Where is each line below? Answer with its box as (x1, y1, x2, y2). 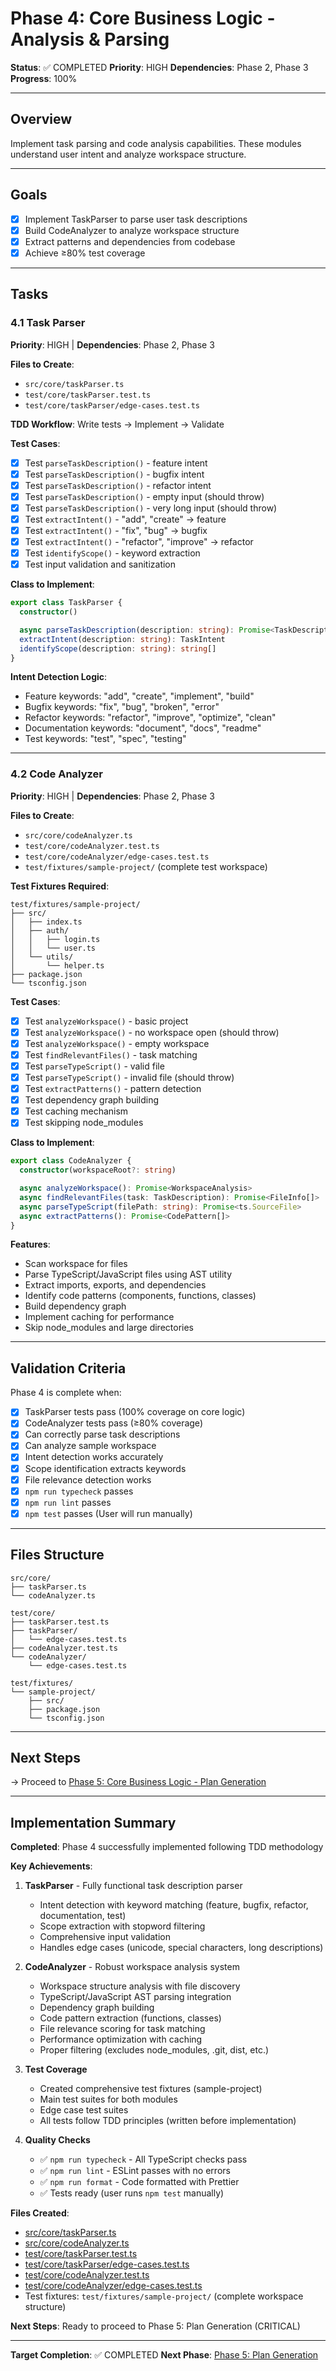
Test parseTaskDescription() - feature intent (24, 457, 208, 469)
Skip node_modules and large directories (24, 1322, 194, 1334)
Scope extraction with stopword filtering (39, 1920, 206, 1932)
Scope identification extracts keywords (24, 1462, 187, 1474)
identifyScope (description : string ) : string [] (19, 643, 217, 654)
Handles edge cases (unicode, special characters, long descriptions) (39, 1942, 324, 1954)
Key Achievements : (10, 1860, 93, 1872)
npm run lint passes (24, 1496, 112, 1508)
